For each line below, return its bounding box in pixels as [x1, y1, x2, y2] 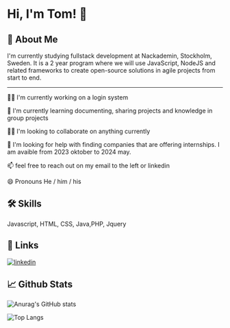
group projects [7, 114, 49, 122]
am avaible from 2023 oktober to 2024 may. [7, 148, 131, 156]
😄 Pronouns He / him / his [7, 178, 81, 185]
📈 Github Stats [7, 279, 73, 290]
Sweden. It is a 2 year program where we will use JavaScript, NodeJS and [7, 59, 216, 67]
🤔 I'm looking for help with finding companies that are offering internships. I [7, 141, 220, 148]
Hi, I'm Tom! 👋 [7, 6, 88, 22]
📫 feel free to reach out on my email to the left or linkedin [7, 161, 170, 169]
